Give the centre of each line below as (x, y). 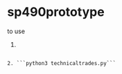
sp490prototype (56, 12)
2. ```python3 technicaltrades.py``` (62, 63)
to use (16, 31)
